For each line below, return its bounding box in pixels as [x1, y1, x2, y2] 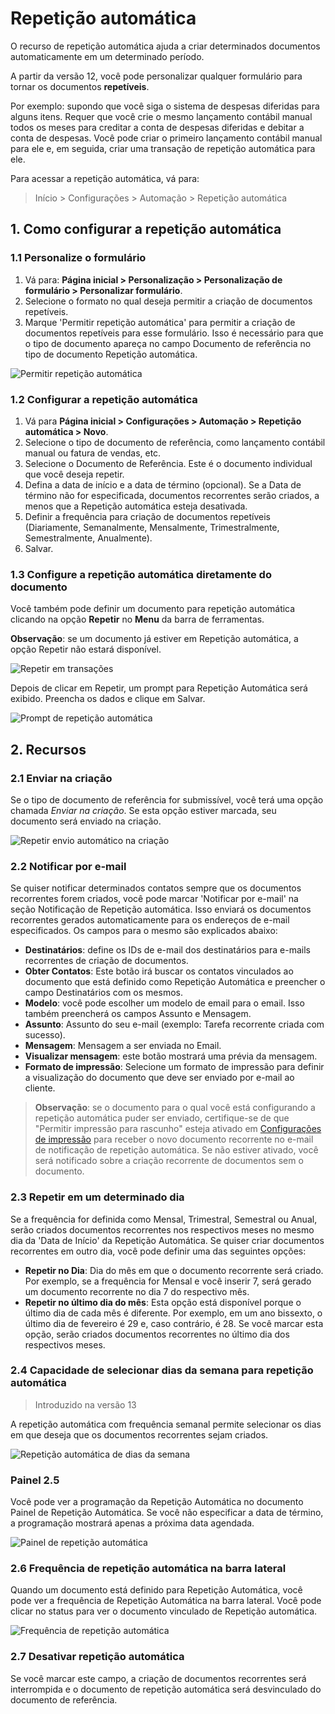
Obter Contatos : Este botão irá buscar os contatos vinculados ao [24, 965, 294, 977]
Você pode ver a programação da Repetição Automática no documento [10, 1496, 304, 1508]
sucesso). [24, 1029, 66, 1041]
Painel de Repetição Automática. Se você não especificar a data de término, [10, 1507, 324, 1519]
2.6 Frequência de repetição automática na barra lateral [10, 1562, 287, 1576]
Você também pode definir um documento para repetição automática [10, 603, 296, 615]
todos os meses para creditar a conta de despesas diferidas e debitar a [10, 121, 305, 133]
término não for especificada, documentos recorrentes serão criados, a [24, 489, 320, 501]
